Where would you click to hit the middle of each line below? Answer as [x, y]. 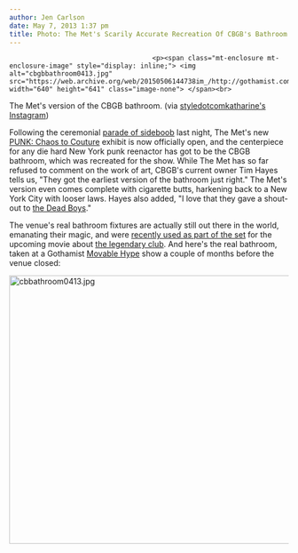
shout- [276, 199]
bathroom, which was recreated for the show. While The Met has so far [139, 161]
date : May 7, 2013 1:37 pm [59, 26]
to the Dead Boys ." [57, 208]
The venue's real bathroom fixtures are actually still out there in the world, [144, 225]
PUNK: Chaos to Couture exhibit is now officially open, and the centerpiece [146, 142]
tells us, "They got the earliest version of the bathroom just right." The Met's [148, 180]
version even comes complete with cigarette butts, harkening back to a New [149, 189]
